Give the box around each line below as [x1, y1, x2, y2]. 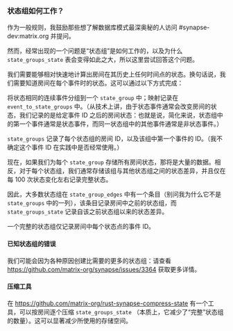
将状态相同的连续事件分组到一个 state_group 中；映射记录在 [7, 94, 179, 102]
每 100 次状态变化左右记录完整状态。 [7, 175, 112, 184]
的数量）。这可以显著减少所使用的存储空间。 [7, 316, 132, 325]
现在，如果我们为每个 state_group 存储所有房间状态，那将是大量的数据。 [7, 158, 215, 166]
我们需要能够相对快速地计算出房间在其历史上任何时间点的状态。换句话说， [7, 70, 220, 79]
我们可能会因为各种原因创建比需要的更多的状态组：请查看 [7, 256, 171, 265]
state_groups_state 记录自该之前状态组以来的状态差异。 [7, 207, 169, 216]
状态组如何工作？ [7, 6, 64, 15]
